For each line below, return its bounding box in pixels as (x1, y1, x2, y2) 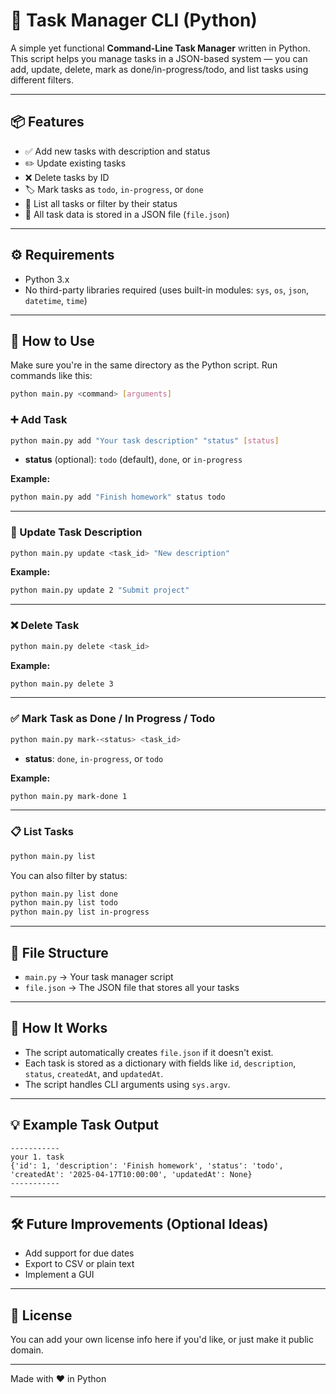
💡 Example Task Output (10, 1117, 159, 1134)
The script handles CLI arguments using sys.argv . (24, 1078, 231, 1090)
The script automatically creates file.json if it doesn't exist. (24, 1046, 274, 1058)
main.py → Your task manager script (24, 971, 174, 983)
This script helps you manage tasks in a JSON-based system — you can (10, 52, 308, 64)
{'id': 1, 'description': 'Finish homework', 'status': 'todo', (10, 1160, 284, 1171)
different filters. (10, 74, 74, 86)
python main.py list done (10, 889, 118, 899)
